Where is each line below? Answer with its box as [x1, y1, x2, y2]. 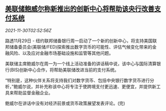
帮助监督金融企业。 [13, 90, 53, 96]
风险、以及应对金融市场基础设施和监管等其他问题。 [9, 50, 114, 56]
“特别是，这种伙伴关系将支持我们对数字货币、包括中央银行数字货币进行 [5, 77, 150, 83]
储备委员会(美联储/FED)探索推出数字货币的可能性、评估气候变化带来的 [9, 44, 153, 50]
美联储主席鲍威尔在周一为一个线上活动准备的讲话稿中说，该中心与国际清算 [5, 60, 157, 66]
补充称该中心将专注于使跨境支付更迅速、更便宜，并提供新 [39, 83, 157, 89]
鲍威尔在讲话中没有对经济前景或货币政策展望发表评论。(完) [5, 100, 125, 106]
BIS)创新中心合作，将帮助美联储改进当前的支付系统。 [11, 66, 120, 73]
